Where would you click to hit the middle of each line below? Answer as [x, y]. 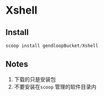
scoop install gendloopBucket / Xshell [52, 46]
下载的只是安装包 [35, 79]
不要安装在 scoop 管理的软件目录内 [55, 87]
